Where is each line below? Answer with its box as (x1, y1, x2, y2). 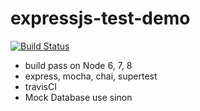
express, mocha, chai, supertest (24, 70, 158, 82)
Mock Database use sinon (24, 91, 133, 103)
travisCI (24, 80, 57, 92)
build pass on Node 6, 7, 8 (24, 59, 133, 71)
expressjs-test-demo (10, 7, 191, 30)
